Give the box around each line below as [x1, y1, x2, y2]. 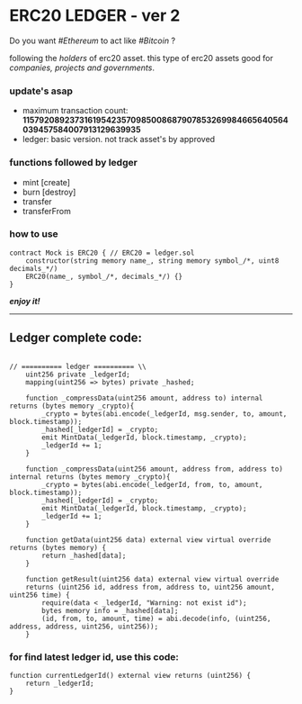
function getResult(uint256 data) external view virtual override [25, 574, 280, 583]
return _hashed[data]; [41, 551, 127, 560]
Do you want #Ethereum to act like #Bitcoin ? [9, 35, 176, 46]
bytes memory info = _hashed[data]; [41, 606, 179, 615]
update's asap [9, 85, 74, 97]
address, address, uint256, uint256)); [9, 622, 159, 631]
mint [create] [22, 176, 70, 187]
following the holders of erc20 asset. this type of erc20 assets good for [9, 52, 274, 63]
